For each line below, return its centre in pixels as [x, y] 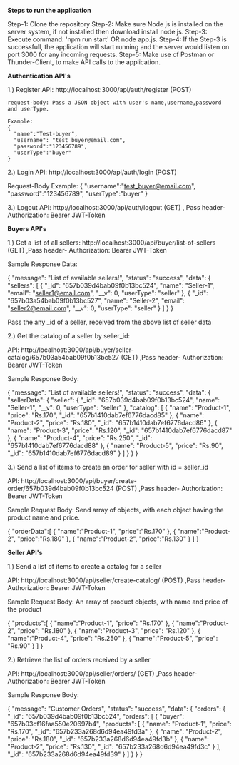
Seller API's [25, 553]
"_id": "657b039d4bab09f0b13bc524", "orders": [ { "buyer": [96, 716]
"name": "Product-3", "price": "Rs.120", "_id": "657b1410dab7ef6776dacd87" [120, 430]
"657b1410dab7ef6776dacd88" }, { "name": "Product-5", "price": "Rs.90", [115, 446]
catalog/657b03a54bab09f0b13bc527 [63, 357]
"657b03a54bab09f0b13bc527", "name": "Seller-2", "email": [96, 300]
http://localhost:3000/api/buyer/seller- [77, 350]
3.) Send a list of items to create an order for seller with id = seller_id [108, 467]
